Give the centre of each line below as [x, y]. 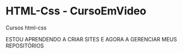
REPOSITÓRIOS [25, 46]
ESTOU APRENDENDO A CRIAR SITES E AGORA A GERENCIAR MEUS [91, 39]
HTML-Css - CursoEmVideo [76, 11]
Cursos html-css [26, 28]
